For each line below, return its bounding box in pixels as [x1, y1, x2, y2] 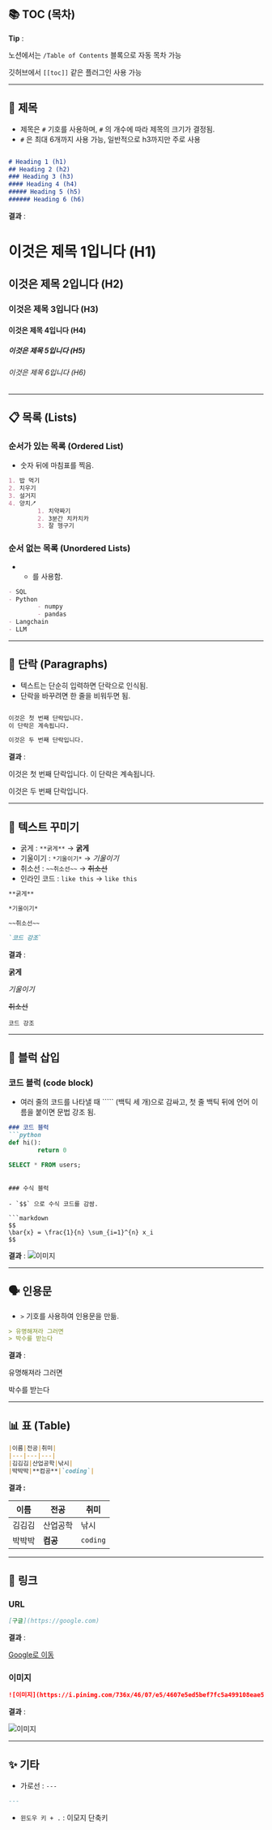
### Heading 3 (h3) [8, 173, 74, 181]
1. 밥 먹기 [8, 477, 40, 485]
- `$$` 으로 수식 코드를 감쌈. [8, 1200, 99, 1208]
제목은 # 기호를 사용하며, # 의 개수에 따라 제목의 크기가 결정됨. [19, 124, 215, 134]
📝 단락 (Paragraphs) [8, 657, 108, 672]
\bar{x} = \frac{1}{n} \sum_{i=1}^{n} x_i [8, 1228, 154, 1236]
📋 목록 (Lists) [8, 410, 78, 424]
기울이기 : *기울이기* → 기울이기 [19, 854, 120, 863]
